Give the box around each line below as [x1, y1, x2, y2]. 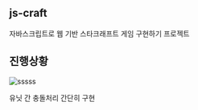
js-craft [9, 6, 47, 20]
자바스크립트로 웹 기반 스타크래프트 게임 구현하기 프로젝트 [9, 28, 190, 39]
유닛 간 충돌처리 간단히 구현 [9, 92, 96, 103]
